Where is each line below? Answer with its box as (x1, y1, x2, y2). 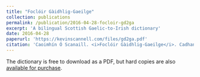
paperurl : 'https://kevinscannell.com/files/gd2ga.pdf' (6, 36, 148, 42)
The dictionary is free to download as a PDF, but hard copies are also (6, 57, 176, 65)
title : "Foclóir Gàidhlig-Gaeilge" (6, 8, 95, 15)
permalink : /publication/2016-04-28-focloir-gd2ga (6, 20, 135, 25)
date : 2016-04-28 (6, 31, 49, 37)
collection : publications (6, 14, 70, 20)
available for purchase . (6, 64, 62, 71)
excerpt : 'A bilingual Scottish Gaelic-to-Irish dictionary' (6, 25, 161, 31)
